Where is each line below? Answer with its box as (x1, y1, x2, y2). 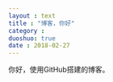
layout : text (8, 11, 56, 20)
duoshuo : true (8, 34, 56, 43)
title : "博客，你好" (8, 19, 75, 27)
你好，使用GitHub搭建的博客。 (8, 65, 110, 75)
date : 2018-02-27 (8, 42, 70, 50)
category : (8, 27, 45, 35)
